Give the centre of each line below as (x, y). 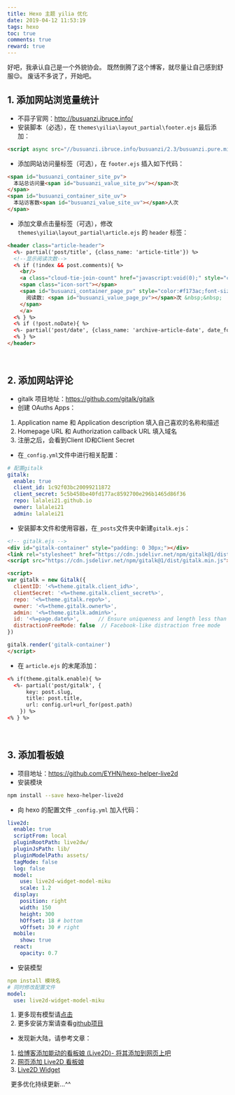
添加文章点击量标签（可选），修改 (65, 223)
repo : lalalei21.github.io (53, 501)
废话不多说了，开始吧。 (62, 76)
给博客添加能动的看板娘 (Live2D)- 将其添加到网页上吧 (94, 1053)
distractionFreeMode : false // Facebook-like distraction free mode (117, 626)
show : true (36, 940)
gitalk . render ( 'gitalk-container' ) (59, 645)
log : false (29, 869)
